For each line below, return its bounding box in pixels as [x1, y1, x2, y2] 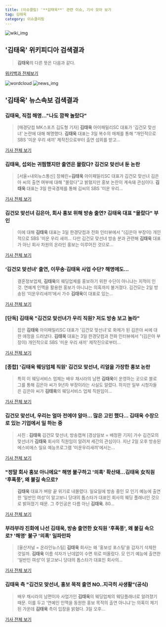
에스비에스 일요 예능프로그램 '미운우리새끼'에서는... [17, 444, 115, 450]
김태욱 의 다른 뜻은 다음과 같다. [17, 60, 76, 66]
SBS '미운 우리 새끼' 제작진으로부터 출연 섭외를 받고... [17, 137, 121, 142]
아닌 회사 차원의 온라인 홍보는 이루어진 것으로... [22, 242, 114, 248]
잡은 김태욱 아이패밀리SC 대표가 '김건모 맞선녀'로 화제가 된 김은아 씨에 [17, 327, 153, 333]
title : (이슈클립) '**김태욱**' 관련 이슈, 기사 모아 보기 [5, 7, 112, 12]
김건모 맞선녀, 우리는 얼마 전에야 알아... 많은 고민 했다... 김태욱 [5, 413, 144, 419]
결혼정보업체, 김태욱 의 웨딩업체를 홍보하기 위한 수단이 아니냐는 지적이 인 [17, 278, 156, 284]
